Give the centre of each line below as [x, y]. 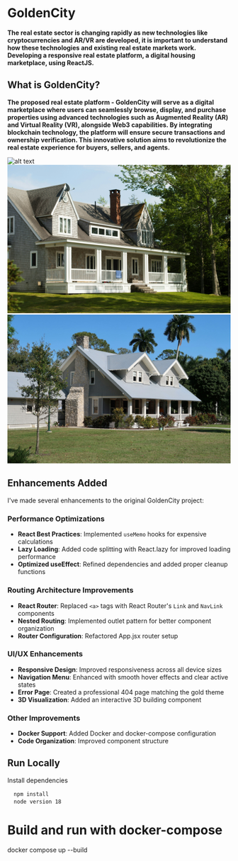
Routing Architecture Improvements [70, 590]
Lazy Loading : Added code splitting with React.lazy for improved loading [124, 549]
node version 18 [38, 801]
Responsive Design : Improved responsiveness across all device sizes [119, 669]
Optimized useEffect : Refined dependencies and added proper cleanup [123, 564]
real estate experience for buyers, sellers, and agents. [89, 147]
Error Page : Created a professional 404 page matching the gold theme [121, 692]
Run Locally [34, 763]
